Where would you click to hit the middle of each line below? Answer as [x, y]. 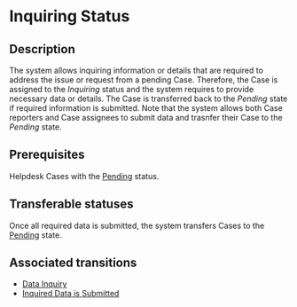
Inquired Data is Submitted [70, 294]
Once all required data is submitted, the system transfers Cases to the [137, 225]
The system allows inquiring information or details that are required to [137, 70]
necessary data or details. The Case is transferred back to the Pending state [148, 98]
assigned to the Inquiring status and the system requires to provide [132, 89]
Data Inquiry [44, 284]
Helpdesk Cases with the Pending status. [84, 176]
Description [42, 49]
